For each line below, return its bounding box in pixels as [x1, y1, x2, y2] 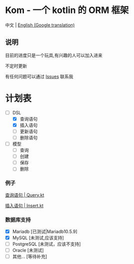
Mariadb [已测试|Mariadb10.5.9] [12, 228, 78, 235]
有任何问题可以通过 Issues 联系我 [5, 73, 74, 79]
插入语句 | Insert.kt [5, 203, 44, 209]
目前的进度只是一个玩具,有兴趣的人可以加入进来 [5, 52, 103, 58]
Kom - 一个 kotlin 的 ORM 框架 [5, 4, 129, 16]
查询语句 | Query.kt [5, 192, 44, 198]
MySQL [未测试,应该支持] [12, 235, 64, 241]
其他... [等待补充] [12, 254, 47, 260]
